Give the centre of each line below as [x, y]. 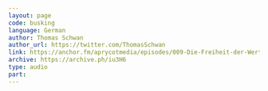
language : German [37, 30]
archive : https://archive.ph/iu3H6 [67, 60]
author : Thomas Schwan [46, 38]
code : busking [32, 23]
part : [17, 74]
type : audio [28, 67]
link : [17, 52]
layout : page [30, 15]
